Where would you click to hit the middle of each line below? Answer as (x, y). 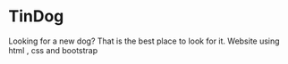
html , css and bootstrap (53, 50)
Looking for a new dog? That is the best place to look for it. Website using (144, 41)
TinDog (36, 16)
